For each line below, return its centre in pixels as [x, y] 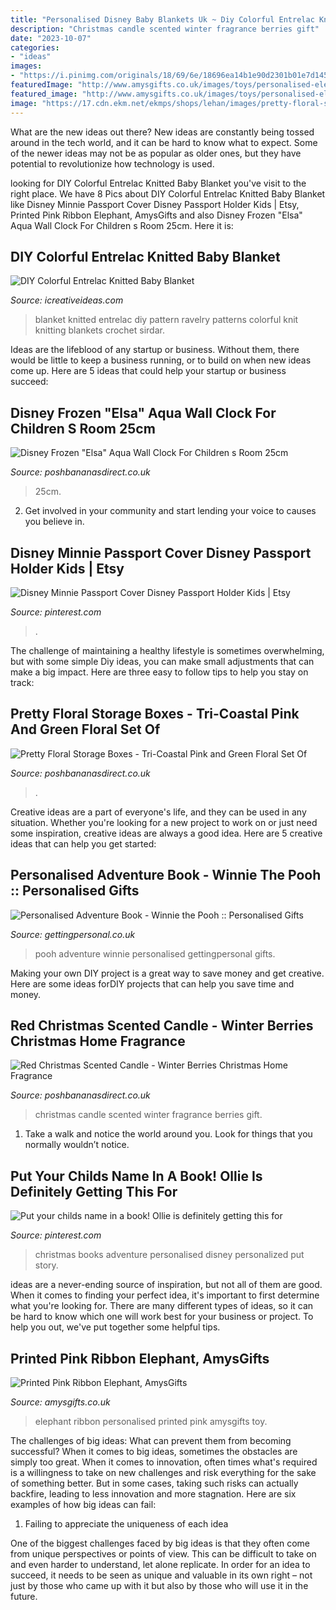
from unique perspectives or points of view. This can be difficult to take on [163, 1554]
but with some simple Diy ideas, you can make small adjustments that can [162, 661]
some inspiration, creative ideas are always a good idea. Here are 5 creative [166, 833]
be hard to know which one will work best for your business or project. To [162, 1317]
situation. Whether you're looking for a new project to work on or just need [164, 822]
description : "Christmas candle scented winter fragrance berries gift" [165, 29]
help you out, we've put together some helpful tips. [115, 1327]
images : [26, 66]
